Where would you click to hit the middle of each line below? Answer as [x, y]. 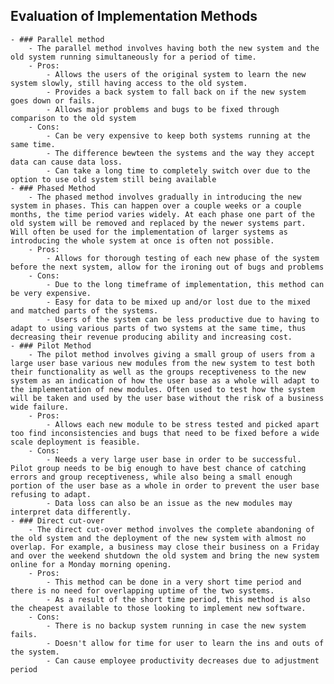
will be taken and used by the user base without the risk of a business [167, 398]
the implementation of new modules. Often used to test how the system [162, 389]
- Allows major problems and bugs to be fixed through [163, 109]
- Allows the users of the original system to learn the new [176, 74]
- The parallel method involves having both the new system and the [174, 48]
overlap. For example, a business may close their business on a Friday [165, 547]
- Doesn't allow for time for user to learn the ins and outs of [185, 643]
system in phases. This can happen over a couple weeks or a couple [156, 205]
